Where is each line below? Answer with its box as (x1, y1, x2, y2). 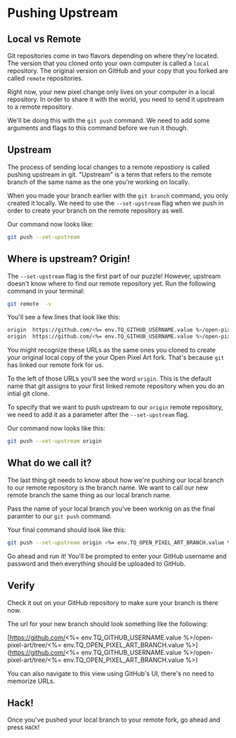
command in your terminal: (7, 286, 85, 295)
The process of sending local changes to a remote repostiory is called (7, 163, 210, 171)
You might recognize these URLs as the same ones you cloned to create (7, 346, 216, 355)
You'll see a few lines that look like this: (7, 313, 121, 322)
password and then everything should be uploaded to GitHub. (7, 559, 186, 568)
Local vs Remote (7, 33, 81, 45)
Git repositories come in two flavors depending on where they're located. (7, 51, 219, 60)
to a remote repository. (7, 103, 74, 110)
